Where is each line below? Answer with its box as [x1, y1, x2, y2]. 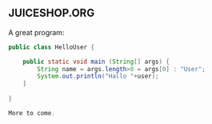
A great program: [8, 27, 65, 37]
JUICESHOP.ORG [8, 6, 95, 20]
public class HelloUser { [8, 43, 94, 51]
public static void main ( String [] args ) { [22, 58, 170, 66]
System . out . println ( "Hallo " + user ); [37, 72, 159, 81]
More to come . [8, 109, 56, 117]
